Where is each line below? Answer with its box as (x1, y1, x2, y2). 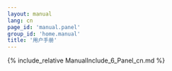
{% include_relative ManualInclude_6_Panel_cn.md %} (7, 56, 165, 65)
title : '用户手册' (7, 37, 58, 44)
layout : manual (7, 10, 52, 18)
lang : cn (7, 17, 33, 24)
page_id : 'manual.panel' (7, 23, 81, 31)
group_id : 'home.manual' (7, 30, 81, 38)
